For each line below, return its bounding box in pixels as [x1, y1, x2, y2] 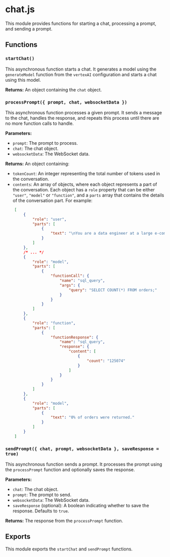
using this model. [5, 77, 41, 83]
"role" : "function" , [32, 320, 76, 325]
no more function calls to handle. [5, 120, 74, 126]
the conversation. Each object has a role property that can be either [12, 186, 155, 192]
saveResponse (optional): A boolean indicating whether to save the [12, 503, 149, 509]
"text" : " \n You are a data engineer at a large [50, 231, 153, 236]
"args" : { [59, 283, 80, 288]
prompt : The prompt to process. [12, 140, 78, 146]
